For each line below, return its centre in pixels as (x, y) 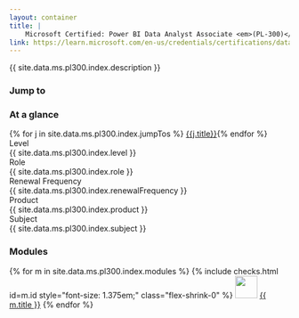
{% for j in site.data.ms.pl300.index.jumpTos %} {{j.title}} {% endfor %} (139, 134)
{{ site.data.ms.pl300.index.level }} (73, 153)
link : (19, 42)
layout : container (43, 17)
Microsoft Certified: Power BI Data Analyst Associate (129, 34)
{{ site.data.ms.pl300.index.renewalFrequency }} (98, 191)
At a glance (34, 115)
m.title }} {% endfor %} (51, 305)
